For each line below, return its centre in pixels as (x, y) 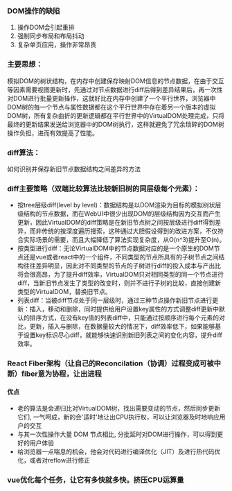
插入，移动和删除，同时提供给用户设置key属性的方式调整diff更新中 (124, 309)
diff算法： (24, 153)
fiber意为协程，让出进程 (61, 374)
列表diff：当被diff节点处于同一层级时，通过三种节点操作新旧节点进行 (115, 300)
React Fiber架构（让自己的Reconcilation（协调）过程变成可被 (111, 363)
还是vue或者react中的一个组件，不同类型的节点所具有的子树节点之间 (121, 257)
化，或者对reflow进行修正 (54, 460)
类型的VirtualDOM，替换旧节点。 (64, 292)
